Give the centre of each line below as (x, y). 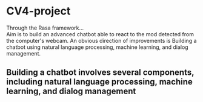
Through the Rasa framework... (45, 28)
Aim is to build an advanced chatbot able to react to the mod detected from (100, 34)
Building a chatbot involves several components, (100, 73)
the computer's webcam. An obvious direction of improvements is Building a (101, 40)
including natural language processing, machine (99, 82)
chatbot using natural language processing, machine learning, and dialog (98, 47)
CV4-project (38, 11)
